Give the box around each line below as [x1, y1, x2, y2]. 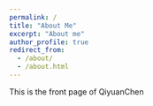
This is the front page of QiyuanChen [9, 86, 144, 97]
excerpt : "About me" [9, 29, 86, 38]
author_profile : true [9, 37, 89, 47]
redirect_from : [9, 46, 65, 55]
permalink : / [9, 12, 57, 22]
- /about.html [17, 63, 69, 72]
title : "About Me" [9, 21, 77, 30]
